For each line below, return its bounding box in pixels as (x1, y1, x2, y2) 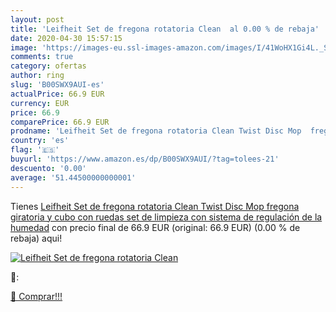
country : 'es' (10, 136, 70, 146)
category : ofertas (10, 61, 87, 71)
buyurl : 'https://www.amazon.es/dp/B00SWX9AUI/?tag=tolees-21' (10, 154, 280, 164)
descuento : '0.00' (10, 163, 87, 173)
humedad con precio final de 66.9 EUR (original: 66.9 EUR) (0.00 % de (10, 221, 301, 233)
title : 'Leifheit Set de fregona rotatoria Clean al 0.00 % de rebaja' (10, 24, 320, 34)
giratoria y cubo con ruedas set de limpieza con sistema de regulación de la (10, 211, 323, 223)
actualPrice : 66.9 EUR (10, 89, 105, 99)
